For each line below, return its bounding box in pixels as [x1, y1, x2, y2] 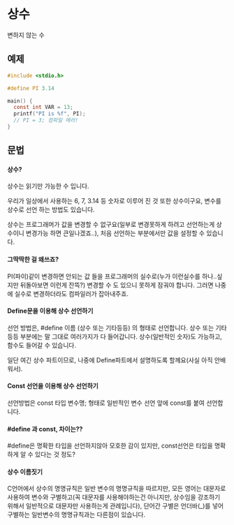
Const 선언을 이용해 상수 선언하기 [7, 382, 99, 390]
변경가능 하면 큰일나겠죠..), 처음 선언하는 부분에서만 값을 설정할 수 [25, 229, 205, 237]
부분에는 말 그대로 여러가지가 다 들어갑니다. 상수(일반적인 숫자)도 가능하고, [20, 332, 222, 341]
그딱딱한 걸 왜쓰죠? [7, 256, 59, 264]
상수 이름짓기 [7, 467, 43, 475]
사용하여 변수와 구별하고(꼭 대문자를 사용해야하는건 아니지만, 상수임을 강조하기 [7, 493, 221, 501]
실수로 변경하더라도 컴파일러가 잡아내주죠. [14, 289, 129, 297]
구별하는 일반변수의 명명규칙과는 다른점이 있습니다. [7, 510, 146, 519]
